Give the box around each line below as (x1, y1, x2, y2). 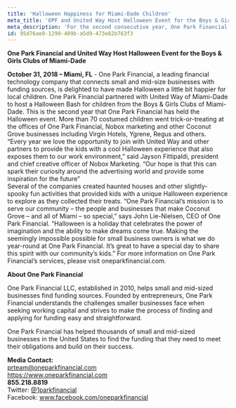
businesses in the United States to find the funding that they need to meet (7, 335, 221, 343)
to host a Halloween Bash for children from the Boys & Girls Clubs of (7, 100, 205, 109)
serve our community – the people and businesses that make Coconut (7, 204, 211, 213)
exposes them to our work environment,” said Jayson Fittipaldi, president (7, 152, 219, 161)
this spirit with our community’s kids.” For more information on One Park (7, 249, 216, 258)
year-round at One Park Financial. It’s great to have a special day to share (7, 242, 220, 250)
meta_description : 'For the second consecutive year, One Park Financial (7, 23, 228, 30)
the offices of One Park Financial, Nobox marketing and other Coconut (7, 122, 211, 131)
